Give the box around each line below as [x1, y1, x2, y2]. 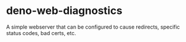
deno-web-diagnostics [6, 4, 123, 17]
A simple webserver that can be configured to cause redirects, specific [6, 23, 180, 30]
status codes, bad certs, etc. [6, 29, 76, 36]
